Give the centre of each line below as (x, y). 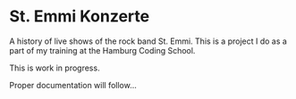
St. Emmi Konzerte (80, 16)
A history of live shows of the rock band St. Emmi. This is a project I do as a (148, 41)
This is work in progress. (55, 68)
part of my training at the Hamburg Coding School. (102, 50)
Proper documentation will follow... (73, 85)
